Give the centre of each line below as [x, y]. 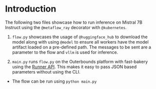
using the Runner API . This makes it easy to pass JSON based [74, 67]
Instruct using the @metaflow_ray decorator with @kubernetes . [66, 27]
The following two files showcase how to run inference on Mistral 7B [74, 22]
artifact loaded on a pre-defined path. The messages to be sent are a [81, 47]
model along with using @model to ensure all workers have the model [80, 42]
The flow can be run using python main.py [54, 81]
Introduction [31, 9]
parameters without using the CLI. [46, 72]
